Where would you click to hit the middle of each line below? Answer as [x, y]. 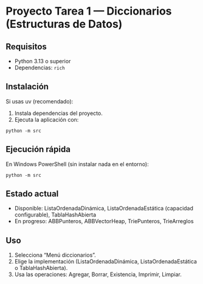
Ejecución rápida [38, 149]
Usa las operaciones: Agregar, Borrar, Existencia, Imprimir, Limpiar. [98, 274]
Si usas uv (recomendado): [40, 101]
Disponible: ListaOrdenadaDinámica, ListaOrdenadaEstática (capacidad [104, 209]
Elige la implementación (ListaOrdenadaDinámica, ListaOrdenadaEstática [105, 261]
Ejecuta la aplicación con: [46, 119]
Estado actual [32, 194]
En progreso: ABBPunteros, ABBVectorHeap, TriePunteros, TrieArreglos [104, 221]
